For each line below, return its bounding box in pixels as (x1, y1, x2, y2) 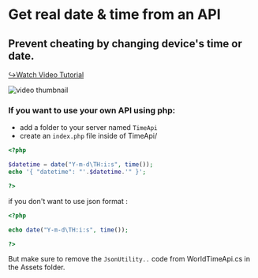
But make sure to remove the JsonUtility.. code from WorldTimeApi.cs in (8, 254, 251, 264)
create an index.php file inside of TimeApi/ (19, 132, 158, 141)
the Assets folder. (8, 262, 65, 272)
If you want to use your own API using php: (8, 105, 176, 116)
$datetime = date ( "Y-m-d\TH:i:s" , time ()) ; (8, 161, 154, 169)
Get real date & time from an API (8, 6, 221, 24)
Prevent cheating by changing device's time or (8, 37, 242, 50)
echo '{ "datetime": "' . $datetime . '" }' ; (8, 168, 147, 176)
